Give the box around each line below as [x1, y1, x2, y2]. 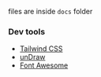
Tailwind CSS [19, 44, 63, 53]
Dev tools [8, 26, 46, 37]
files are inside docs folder [8, 7, 93, 16]
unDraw [19, 53, 46, 62]
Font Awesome [19, 60, 69, 70]
